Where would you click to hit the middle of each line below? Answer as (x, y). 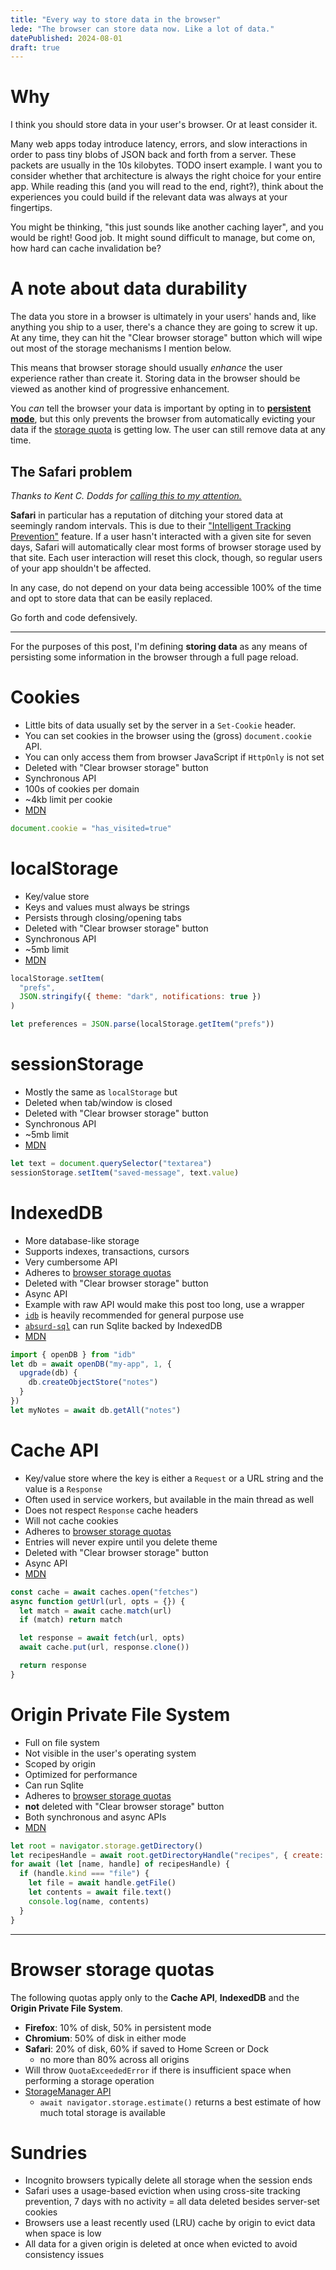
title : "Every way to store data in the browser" (116, 19)
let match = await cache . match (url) (95, 1611)
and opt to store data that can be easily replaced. (111, 598)
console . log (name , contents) (89, 1901)
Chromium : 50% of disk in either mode (105, 2038)
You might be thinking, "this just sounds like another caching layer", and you (167, 227)
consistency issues (64, 2255)
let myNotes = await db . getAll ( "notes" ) (96, 1410)
